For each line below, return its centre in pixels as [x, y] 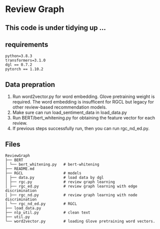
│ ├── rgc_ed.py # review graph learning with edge [71, 186]
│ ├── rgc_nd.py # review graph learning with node [71, 195]
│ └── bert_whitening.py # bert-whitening [52, 164]
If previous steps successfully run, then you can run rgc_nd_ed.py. [81, 128]
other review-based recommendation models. [59, 107]
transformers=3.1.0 [25, 60]
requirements [27, 44]
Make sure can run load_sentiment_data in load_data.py [70, 112]
